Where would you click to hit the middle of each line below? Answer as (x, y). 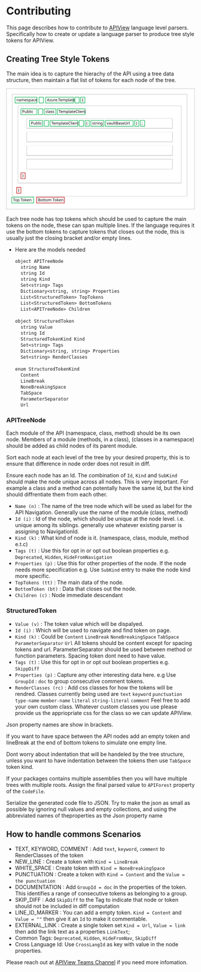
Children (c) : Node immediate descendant (69, 595)
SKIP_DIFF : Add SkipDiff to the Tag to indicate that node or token (96, 900)
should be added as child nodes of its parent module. (72, 446)
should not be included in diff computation (67, 906)
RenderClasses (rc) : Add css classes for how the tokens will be (94, 688)
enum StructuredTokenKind (47, 370)
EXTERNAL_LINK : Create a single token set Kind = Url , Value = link (100, 925)
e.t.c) (21, 544)
